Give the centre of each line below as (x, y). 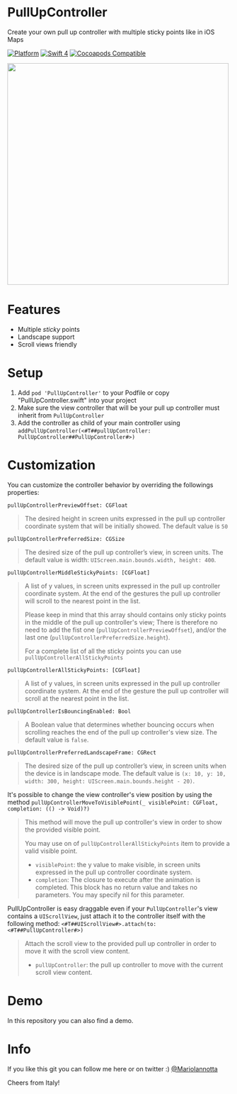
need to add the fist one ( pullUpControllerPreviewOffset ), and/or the (125, 630)
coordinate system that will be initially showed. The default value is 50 (126, 526)
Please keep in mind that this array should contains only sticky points (125, 615)
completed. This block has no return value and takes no (116, 887)
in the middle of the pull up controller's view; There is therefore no (121, 622)
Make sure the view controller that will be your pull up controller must (118, 408)
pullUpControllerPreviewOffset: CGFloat (68, 505)
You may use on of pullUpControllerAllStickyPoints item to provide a (127, 843)
